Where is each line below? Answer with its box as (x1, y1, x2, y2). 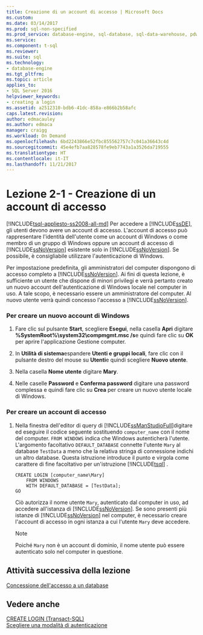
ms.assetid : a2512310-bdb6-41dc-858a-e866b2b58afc (6, 104, 137, 111)
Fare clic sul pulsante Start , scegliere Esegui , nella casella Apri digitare (14, 325, 193, 332)
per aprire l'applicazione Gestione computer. (14, 338, 126, 346)
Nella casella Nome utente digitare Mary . (14, 368, 119, 375)
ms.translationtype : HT (6, 150, 66, 156)
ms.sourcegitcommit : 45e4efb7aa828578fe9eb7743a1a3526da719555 (6, 144, 169, 150)
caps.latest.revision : (6, 110, 63, 116)
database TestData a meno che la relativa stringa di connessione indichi (14, 447, 194, 455)
